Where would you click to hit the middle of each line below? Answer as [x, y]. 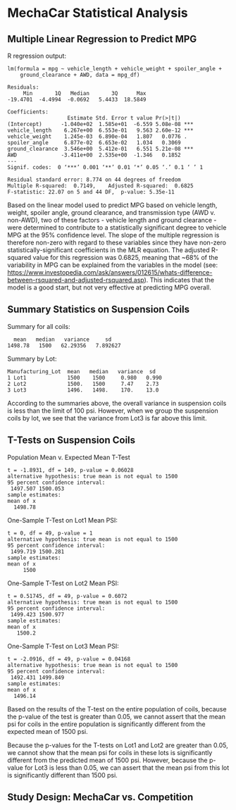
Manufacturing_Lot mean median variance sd [82, 371]
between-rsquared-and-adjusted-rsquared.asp [76, 280]
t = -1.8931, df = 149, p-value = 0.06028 [70, 470]
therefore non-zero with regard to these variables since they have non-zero [117, 242]
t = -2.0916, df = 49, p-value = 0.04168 [69, 659]
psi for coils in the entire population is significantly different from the [106, 724]
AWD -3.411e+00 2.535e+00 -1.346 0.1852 [94, 155]
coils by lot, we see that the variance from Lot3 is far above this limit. [107, 418]
